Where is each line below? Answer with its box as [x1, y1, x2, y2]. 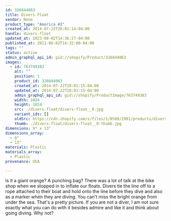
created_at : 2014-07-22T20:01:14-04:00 [5, 26, 90, 32]
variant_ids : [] [14, 112, 49, 117]
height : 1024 [14, 102, 42, 107]
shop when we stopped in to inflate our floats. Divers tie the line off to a [5, 183, 155, 189]
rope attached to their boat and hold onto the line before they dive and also [5, 188, 163, 194]
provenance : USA [5, 159, 40, 164]
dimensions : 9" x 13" [5, 126, 51, 131]
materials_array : [5, 150, 42, 155]
